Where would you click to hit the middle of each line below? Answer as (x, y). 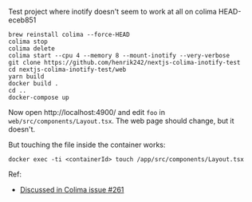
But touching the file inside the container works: (87, 145)
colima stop (28, 42)
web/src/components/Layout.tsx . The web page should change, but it (121, 121)
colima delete (32, 49)
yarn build (26, 77)
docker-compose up (39, 97)
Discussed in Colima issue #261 (72, 190)
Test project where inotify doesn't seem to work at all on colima (112, 12)
